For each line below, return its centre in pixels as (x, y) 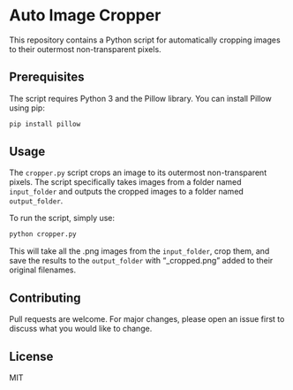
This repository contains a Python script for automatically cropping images (145, 40)
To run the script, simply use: (62, 218)
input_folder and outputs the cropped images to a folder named (127, 192)
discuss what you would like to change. (81, 329)
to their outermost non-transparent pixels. (85, 49)
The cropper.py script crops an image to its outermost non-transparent (138, 172)
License (31, 356)
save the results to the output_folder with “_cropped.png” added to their (141, 261)
